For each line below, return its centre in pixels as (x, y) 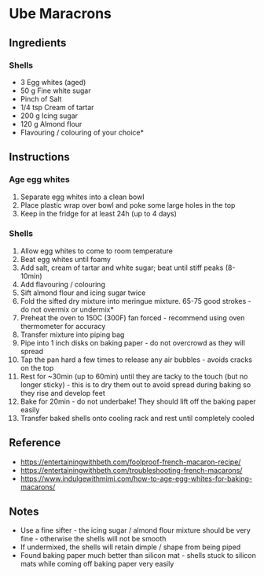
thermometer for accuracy (63, 326)
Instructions (39, 157)
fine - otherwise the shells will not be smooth (93, 539)
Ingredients (38, 43)
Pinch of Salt (41, 98)
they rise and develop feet (62, 393)
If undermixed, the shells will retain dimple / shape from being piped (130, 547)
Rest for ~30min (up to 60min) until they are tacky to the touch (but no (134, 376)
